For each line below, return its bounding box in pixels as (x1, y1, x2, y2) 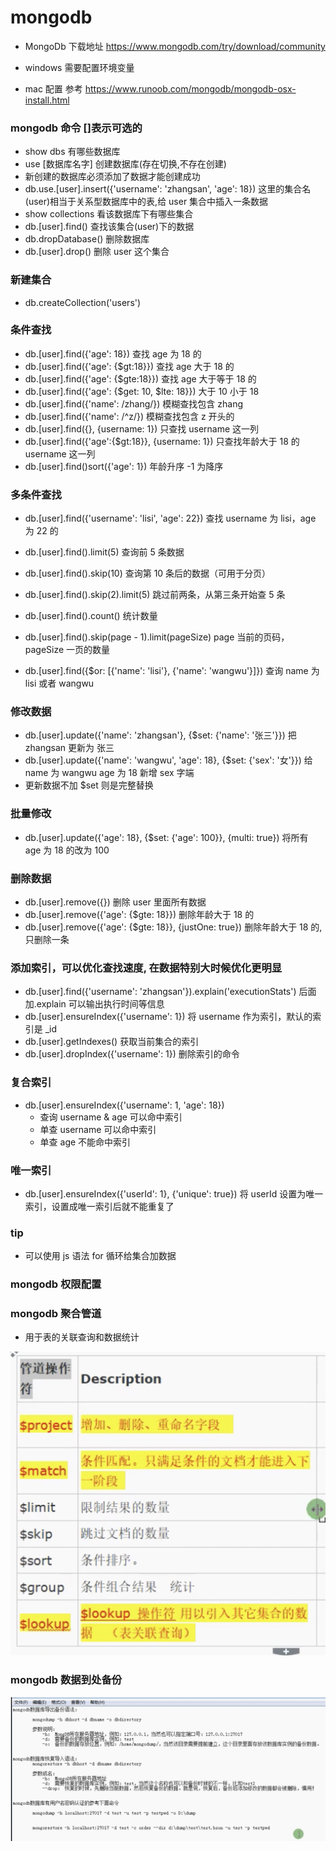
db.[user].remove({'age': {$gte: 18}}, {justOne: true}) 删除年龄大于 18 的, (24, 921, 323, 933)
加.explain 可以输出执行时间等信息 (24, 998, 165, 1010)
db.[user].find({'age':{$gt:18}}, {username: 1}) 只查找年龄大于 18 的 (24, 435, 300, 447)
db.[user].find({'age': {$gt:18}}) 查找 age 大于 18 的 (24, 360, 235, 372)
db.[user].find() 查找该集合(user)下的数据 (24, 221, 195, 233)
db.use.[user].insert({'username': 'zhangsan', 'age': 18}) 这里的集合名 (24, 183, 312, 195)
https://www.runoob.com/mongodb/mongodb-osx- (84, 82, 297, 95)
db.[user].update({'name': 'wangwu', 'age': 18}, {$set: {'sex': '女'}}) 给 (24, 754, 313, 766)
